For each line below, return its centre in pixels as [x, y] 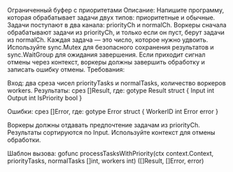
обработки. [24, 140]
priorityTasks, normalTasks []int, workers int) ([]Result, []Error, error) [106, 161]
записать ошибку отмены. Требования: [66, 70]
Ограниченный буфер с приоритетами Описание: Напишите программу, [116, 10]
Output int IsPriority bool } [45, 98]
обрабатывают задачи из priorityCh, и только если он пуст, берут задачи [116, 32]
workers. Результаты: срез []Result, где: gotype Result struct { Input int [111, 91]
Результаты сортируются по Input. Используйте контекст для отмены [111, 132]
